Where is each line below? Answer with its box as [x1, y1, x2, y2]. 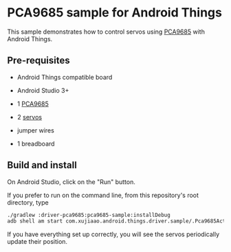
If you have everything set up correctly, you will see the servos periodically [7, 230, 220, 238]
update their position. [7, 238, 67, 246]
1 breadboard [16, 139, 55, 148]
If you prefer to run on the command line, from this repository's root [7, 191, 199, 199]
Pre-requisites [7, 55, 70, 67]
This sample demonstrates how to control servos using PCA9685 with [7, 27, 205, 36]
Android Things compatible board [16, 73, 113, 81]
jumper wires [16, 126, 55, 135]
